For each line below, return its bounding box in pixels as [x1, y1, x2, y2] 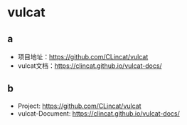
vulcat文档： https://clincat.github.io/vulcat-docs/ [17, 61, 162, 70]
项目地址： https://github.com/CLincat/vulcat [17, 53, 149, 61]
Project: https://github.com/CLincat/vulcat [17, 101, 141, 110]
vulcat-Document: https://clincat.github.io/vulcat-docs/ [17, 109, 180, 118]
